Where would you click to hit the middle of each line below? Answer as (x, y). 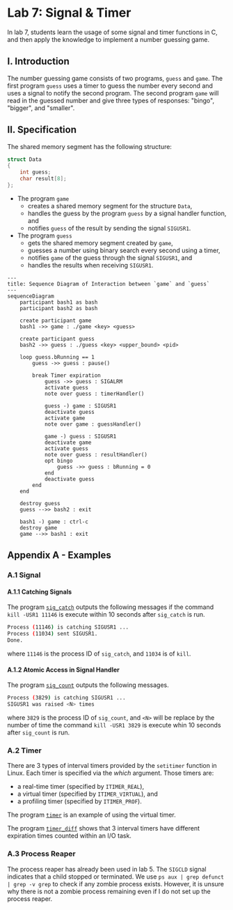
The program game (43, 198)
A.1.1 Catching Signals (40, 592)
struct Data (24, 159)
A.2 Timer (24, 750)
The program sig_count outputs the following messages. (88, 685)
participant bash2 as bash (59, 308)
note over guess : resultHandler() (96, 454)
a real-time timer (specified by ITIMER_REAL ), (81, 787)
